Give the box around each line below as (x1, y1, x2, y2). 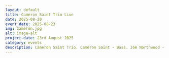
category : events (5, 40, 42, 45)
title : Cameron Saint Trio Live (5, 12, 74, 17)
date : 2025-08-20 (5, 17, 42, 22)
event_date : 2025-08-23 (5, 21, 56, 27)
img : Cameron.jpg (5, 26, 42, 31)
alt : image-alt (5, 31, 38, 36)
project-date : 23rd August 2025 (5, 36, 74, 41)
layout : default (5, 7, 40, 13)
